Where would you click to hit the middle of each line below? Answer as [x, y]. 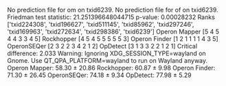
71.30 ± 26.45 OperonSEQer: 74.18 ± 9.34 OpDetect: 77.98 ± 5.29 [99, 75]
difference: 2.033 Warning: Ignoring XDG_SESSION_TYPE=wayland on [106, 53]
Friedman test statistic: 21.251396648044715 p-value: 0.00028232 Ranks [111, 17]
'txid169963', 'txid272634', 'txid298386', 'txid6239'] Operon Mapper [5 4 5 [113, 31]
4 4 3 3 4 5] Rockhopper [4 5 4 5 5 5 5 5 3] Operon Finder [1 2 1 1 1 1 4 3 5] [113, 39]
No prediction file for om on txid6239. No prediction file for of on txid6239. [113, 10]
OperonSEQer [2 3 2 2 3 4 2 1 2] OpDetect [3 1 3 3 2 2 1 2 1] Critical [102, 46]
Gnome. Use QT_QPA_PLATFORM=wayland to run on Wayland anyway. [108, 60]
